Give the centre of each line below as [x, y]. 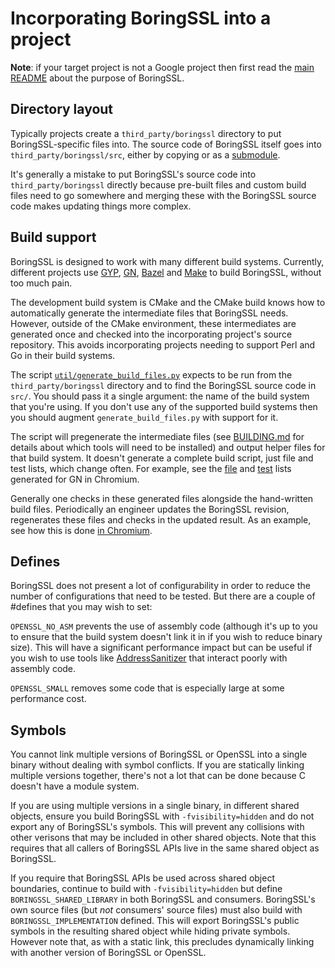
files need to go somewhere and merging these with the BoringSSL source [163, 195]
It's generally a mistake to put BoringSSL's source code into [133, 174]
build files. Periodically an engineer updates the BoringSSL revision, [150, 509]
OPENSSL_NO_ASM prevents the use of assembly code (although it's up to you [164, 626]
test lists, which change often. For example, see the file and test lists [151, 468]
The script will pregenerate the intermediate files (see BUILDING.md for [157, 436]
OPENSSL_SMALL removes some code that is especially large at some [147, 688]
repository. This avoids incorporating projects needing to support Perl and [163, 344]
